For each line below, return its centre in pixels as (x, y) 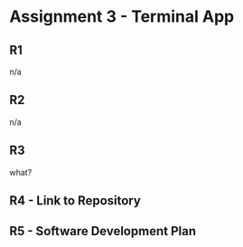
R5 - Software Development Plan (103, 231)
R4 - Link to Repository (75, 201)
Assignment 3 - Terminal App (122, 17)
